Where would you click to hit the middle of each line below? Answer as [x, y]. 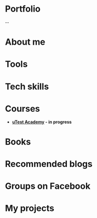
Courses [23, 109]
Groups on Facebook [48, 186]
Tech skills [27, 86]
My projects [30, 209]
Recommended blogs [49, 164]
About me [25, 42]
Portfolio [23, 9]
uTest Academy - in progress [42, 122]
